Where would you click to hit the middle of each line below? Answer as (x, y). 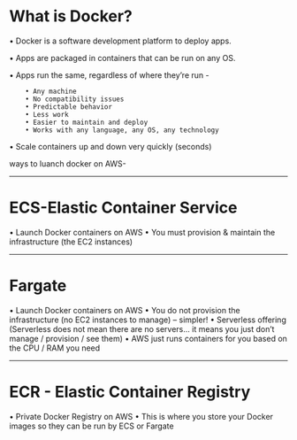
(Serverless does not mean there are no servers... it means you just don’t (142, 328)
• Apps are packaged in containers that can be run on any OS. (122, 58)
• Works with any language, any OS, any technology (122, 130)
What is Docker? (71, 16)
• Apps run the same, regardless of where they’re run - (109, 75)
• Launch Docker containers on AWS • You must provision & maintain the (142, 232)
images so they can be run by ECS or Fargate (91, 426)
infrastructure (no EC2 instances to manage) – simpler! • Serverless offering (148, 320)
